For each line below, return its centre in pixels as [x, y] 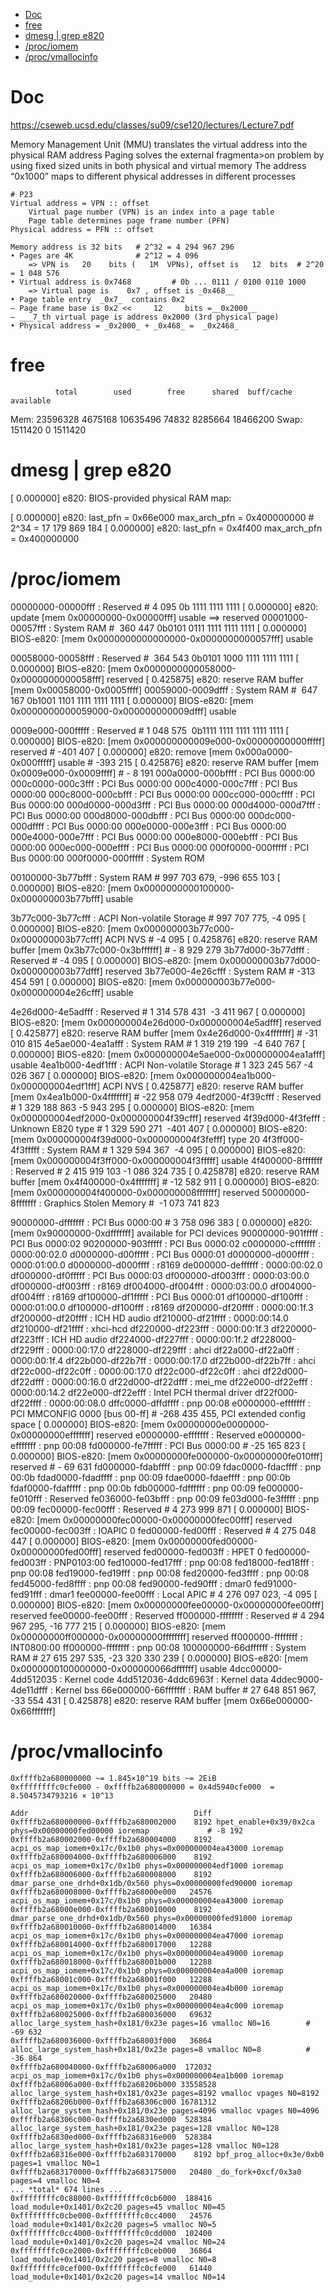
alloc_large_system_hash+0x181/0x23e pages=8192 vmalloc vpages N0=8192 [165, 2093]
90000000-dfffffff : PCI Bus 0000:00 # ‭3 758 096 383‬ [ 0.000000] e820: [161, 1222]
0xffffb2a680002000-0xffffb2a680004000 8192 [111, 1839]
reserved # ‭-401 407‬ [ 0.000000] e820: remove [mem [121, 751]
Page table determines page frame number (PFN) [129, 220]
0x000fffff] [33, 762]
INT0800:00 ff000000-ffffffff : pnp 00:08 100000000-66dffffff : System [158, 1647]
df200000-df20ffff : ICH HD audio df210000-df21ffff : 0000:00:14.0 [149, 1318]
